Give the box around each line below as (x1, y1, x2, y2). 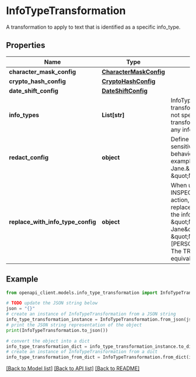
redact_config (9, 153, 49, 162)
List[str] (101, 111, 125, 119)
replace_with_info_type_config (9, 218, 96, 226)
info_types (9, 111, 40, 119)
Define (170, 135, 190, 143)
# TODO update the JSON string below (6, 300, 98, 306)
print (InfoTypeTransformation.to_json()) (6, 327, 108, 333)
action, (170, 196, 190, 204)
